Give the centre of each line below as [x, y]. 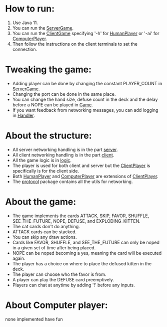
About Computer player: [57, 305]
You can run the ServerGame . [43, 28]
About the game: [41, 202]
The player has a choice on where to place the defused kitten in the [82, 263]
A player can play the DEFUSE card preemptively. [63, 279]
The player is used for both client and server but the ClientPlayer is [81, 166]
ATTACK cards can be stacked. [44, 232]
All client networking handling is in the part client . [63, 155]
